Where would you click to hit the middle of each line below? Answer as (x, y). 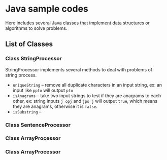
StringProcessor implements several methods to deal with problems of (79, 69)
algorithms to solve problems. (36, 28)
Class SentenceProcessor (38, 125)
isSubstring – (27, 111)
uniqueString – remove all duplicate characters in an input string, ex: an (87, 85)
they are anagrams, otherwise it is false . (55, 106)
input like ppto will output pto (43, 90)
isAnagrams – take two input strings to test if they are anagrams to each (87, 95)
